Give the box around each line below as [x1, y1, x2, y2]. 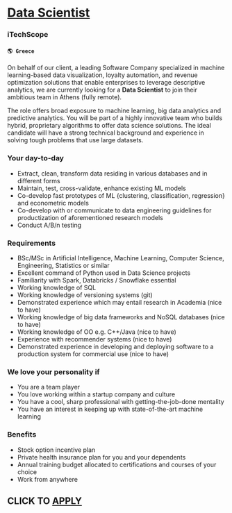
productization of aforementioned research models [17, 213, 163, 221]
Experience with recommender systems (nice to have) [17, 335, 172, 343]
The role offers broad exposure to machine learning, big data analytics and [7, 106, 222, 115]
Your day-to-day [7, 153, 65, 163]
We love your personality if [7, 367, 100, 376]
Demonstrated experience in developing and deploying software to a [17, 342, 214, 351]
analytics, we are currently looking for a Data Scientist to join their [7, 85, 198, 94]
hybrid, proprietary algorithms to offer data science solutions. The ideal [7, 121, 212, 130]
